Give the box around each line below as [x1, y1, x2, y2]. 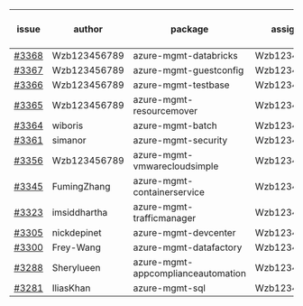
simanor [51, 134, 87, 146]
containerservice [133, 186, 205, 198]
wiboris [51, 119, 84, 132]
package [170, 23, 209, 35]
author [73, 23, 104, 35]
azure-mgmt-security [133, 134, 228, 146]
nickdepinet [51, 227, 102, 238]
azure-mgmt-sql [133, 282, 206, 294]
